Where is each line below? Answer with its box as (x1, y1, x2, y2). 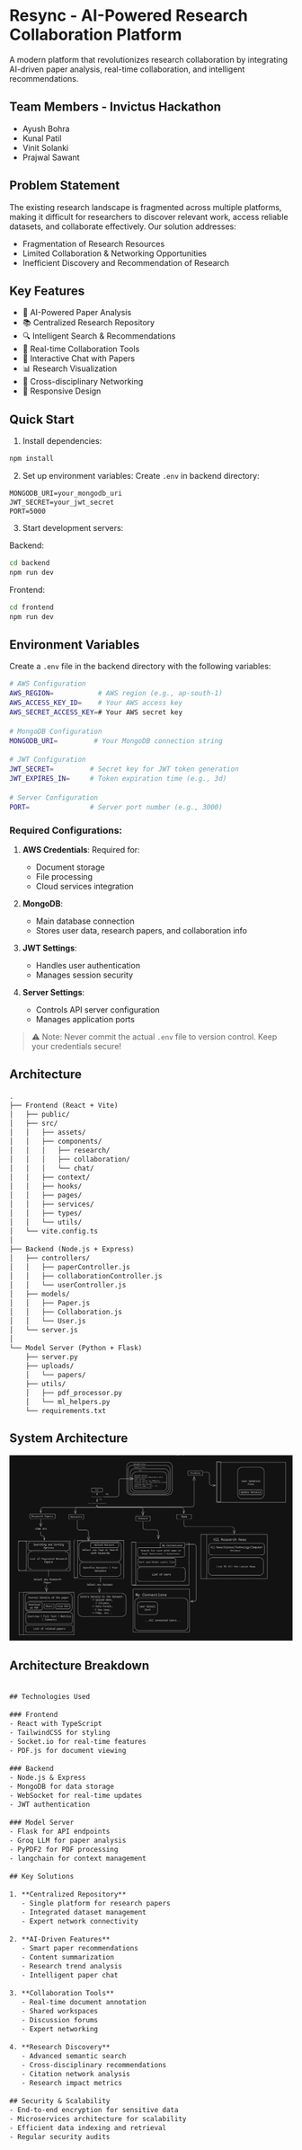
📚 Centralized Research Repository (22, 317, 155, 328)
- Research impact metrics (21, 2078, 123, 2087)
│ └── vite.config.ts (9, 1226, 99, 1235)
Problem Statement (9, 178, 120, 193)
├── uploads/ (25, 1361, 75, 1370)
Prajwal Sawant (22, 152, 80, 163)
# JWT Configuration (9, 756, 87, 765)
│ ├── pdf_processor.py (25, 1388, 123, 1397)
